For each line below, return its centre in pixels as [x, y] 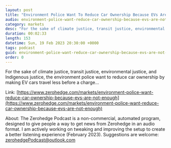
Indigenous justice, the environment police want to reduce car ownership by [85, 77]
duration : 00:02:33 [26, 34]
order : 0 [15, 57]
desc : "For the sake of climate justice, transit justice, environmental [85, 29]
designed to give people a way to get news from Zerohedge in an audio [80, 124]
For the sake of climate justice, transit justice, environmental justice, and [81, 72]
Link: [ [12, 93]
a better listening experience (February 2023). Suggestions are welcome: [82, 135]
